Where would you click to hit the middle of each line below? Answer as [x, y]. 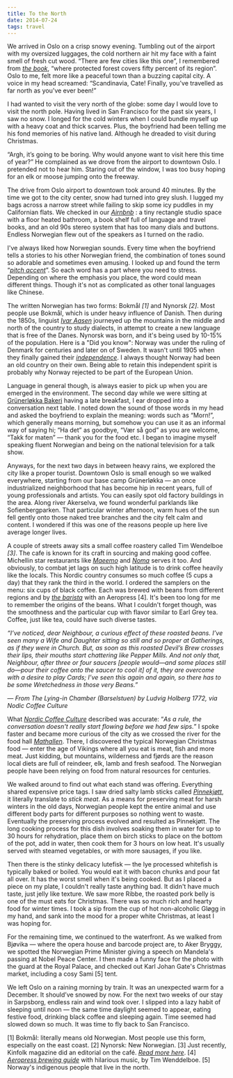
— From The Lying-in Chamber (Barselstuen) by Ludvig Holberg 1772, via [112, 698]
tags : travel [26, 26]
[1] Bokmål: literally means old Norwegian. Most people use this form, [107, 1038]
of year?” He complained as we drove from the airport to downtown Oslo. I [114, 162]
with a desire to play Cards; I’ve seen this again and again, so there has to [114, 677]
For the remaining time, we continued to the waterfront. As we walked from [115, 937]
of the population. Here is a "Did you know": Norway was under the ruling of [116, 343]
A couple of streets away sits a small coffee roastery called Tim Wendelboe [115, 546]
